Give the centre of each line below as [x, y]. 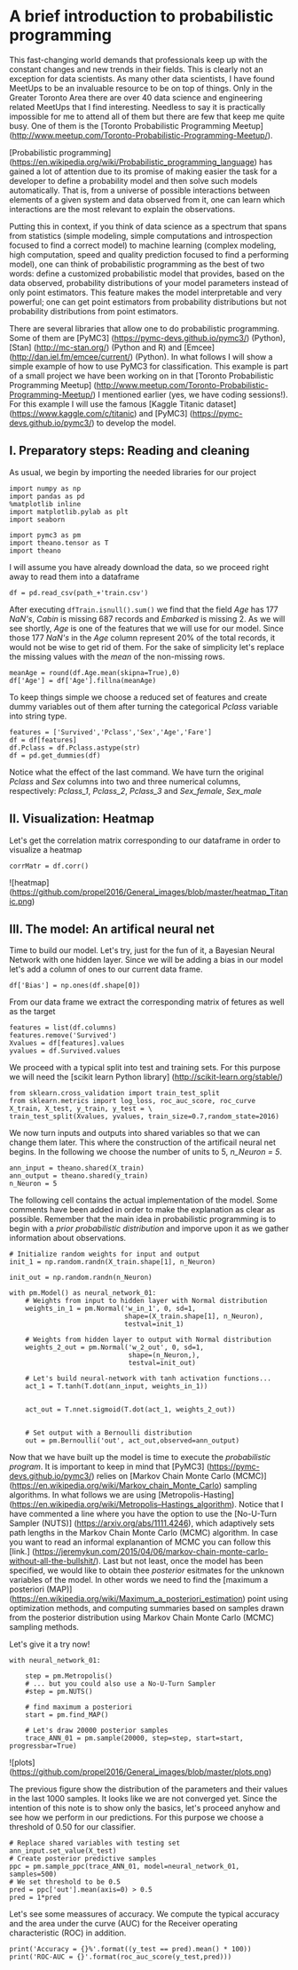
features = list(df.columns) [63, 1028]
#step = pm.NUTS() [59, 1692]
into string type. [38, 716]
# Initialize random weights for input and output [105, 1254]
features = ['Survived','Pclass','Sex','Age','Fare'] [111, 732]
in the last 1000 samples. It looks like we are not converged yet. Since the [143, 1799]
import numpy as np [45, 489]
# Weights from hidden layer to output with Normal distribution [149, 1340]
